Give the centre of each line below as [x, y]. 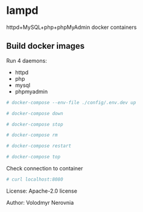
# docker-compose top [33, 157]
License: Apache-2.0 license [42, 191]
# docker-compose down [35, 113]
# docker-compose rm [32, 135]
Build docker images [46, 46]
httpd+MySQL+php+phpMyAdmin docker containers [71, 27]
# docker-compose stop [35, 124]
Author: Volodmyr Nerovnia [40, 202]
